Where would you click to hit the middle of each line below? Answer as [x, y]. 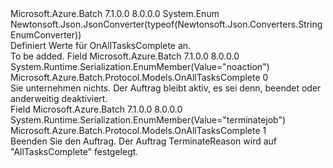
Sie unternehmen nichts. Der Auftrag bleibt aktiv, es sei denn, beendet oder [166, 88]
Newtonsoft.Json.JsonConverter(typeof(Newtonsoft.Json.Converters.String [166, 24]
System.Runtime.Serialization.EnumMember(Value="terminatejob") [148, 120]
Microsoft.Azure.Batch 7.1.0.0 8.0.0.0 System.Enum [115, 13]
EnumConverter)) [46, 35]
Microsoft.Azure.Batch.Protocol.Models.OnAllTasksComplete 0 [139, 77]
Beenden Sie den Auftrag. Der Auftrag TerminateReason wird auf [144, 141]
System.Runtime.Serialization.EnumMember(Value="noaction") [140, 66]
